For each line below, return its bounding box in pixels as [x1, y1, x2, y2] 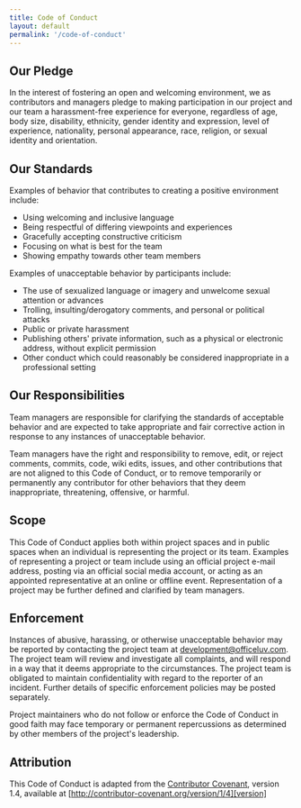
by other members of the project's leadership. [9, 729, 180, 740]
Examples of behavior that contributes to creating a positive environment [9, 186, 279, 195]
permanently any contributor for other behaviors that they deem [9, 477, 246, 487]
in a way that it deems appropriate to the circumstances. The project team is [9, 663, 292, 674]
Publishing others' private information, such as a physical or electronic [22, 333, 284, 343]
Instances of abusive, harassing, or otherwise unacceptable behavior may [9, 634, 283, 645]
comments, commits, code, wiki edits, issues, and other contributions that [9, 458, 283, 468]
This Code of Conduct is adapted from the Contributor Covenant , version [9, 778, 280, 789]
